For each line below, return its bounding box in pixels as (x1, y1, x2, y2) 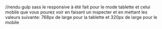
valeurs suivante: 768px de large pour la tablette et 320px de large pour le (5, 14, 158, 20)
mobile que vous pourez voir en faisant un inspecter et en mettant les (5, 9, 148, 15)
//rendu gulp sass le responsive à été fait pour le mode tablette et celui (5, 4, 151, 10)
